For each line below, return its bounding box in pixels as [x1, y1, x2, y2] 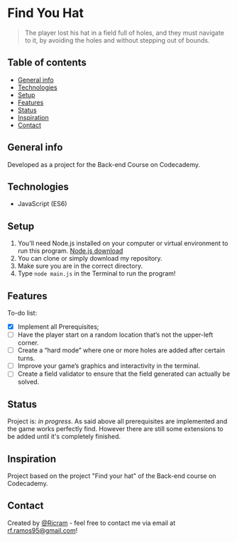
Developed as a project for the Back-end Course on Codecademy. [7, 160, 201, 168]
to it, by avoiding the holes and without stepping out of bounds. [24, 36, 211, 44]
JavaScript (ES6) [17, 200, 67, 208]
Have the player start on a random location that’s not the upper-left [17, 330, 214, 339]
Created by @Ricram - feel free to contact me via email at [7, 519, 176, 527]
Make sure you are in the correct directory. [17, 261, 143, 271]
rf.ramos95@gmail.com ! [7, 526, 78, 534]
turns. [17, 354, 35, 363]
